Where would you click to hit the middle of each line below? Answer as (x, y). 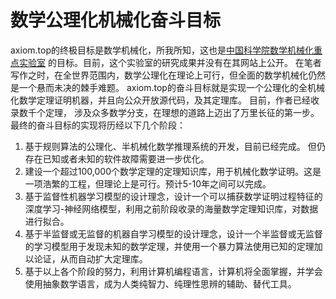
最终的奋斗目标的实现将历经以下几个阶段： (98, 125)
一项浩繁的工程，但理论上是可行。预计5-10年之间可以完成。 (148, 183)
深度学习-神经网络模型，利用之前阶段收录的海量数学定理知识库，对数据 (171, 208)
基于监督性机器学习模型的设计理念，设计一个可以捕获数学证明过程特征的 (173, 196)
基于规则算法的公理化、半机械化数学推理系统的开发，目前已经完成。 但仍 (175, 146)
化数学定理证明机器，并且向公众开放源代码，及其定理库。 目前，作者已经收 (165, 100)
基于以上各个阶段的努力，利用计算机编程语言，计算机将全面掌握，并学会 (173, 271)
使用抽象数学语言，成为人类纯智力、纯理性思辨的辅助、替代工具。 (160, 283)
